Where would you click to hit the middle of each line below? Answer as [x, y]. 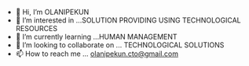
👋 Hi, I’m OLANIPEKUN [52, 12]
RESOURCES [36, 28]
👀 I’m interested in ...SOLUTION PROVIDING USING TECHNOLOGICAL [128, 20]
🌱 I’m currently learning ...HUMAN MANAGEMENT [97, 36]
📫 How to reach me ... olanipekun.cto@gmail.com [97, 54]
